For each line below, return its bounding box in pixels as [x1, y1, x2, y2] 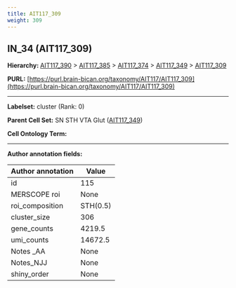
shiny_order [11, 269, 49, 279]
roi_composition [11, 201, 64, 211]
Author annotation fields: [7, 150, 83, 158]
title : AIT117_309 [7, 10, 61, 18]
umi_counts [11, 235, 49, 245]
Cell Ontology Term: [7, 130, 67, 138]
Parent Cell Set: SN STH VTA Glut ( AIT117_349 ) [7, 116, 143, 125]
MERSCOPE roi [11, 190, 60, 200]
